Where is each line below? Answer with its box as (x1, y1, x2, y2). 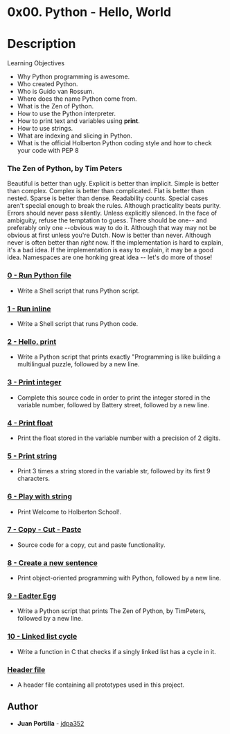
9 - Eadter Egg (7, 592, 57, 601)
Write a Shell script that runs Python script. (17, 286, 140, 295)
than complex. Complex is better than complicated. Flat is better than (7, 187, 204, 195)
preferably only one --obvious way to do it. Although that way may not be (7, 224, 217, 232)
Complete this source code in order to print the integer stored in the (17, 393, 211, 402)
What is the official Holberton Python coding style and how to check (17, 139, 213, 147)
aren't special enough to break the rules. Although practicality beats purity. (7, 202, 222, 210)
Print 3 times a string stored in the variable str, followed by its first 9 (17, 467, 211, 475)
